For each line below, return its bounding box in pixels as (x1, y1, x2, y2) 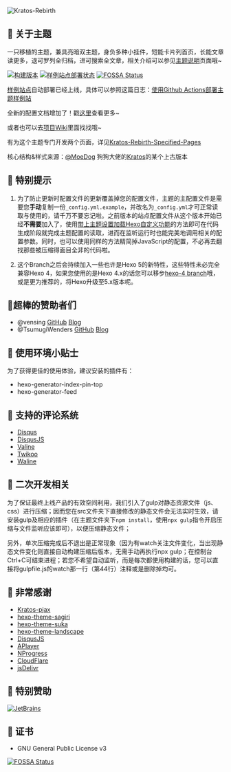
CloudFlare (16, 657, 49, 665)
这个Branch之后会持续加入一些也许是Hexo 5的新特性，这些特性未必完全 (16, 260, 220, 268)
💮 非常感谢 (7, 586, 52, 598)
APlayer (16, 641, 40, 650)
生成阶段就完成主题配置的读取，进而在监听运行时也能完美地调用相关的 (16, 228, 217, 236)
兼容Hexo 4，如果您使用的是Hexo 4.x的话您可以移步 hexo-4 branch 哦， (16, 269, 219, 277)
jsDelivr (16, 663, 39, 672)
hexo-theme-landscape (16, 627, 85, 635)
